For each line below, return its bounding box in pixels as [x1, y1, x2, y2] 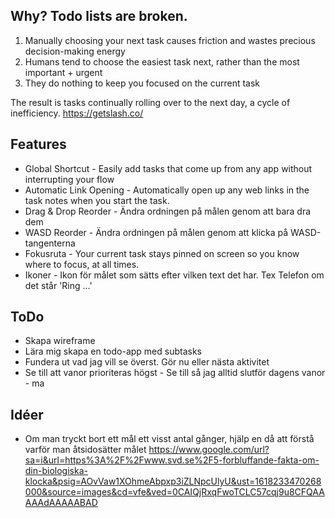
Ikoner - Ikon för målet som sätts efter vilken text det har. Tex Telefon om [24, 269, 325, 281]
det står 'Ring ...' [24, 279, 93, 291]
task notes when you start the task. [24, 194, 170, 206]
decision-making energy [24, 45, 126, 57]
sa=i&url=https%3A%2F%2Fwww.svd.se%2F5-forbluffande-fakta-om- [24, 454, 320, 466]
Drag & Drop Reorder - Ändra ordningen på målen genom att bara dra [24, 205, 312, 217]
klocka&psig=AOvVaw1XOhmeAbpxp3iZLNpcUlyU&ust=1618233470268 [24, 475, 322, 488]
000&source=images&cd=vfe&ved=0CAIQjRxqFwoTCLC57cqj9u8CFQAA [24, 486, 325, 498]
